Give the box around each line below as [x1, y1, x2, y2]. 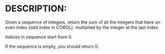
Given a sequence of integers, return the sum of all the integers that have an [5, 19, 161, 25]
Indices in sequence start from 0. [5, 34, 73, 40]
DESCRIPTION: [5, 3, 67, 14]
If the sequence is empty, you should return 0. [5, 43, 99, 49]
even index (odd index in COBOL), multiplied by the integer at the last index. [5, 24, 160, 30]
